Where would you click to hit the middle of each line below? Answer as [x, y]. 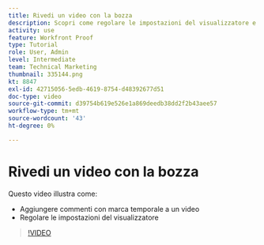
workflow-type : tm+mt [44, 111]
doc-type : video [35, 96]
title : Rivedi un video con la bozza [70, 15]
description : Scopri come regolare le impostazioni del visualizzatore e [132, 23]
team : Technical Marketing [53, 67]
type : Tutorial [33, 45]
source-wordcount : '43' [47, 119]
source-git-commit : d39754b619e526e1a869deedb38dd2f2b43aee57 [113, 104]
